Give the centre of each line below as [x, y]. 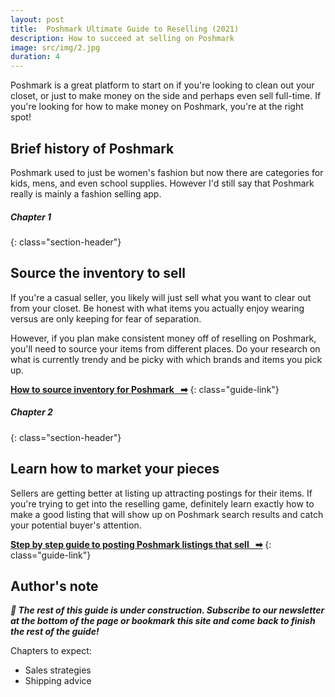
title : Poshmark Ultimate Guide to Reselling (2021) [125, 29]
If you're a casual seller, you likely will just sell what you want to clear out [161, 297]
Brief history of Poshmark [92, 148]
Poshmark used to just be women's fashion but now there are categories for [167, 172]
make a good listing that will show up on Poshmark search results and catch [167, 514]
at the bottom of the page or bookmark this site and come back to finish [163, 621]
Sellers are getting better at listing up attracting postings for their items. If [161, 493]
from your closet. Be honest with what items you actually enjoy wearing [157, 308]
